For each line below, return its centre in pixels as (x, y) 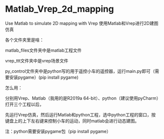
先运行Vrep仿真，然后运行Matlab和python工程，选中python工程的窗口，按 (81, 114)
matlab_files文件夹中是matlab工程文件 (43, 50)
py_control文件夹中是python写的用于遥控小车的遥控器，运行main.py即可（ (80, 71)
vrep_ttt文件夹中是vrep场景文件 (37, 60)
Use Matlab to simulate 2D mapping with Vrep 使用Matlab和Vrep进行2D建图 (82, 23)
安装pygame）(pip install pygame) (44, 77)
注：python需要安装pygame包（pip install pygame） (58, 131)
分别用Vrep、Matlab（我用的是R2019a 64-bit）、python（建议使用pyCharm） (82, 98)
